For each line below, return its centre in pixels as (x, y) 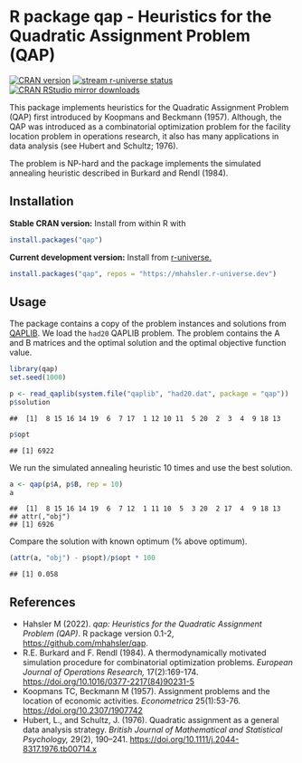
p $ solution (30, 402)
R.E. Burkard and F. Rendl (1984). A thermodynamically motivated (144, 653)
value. (21, 353)
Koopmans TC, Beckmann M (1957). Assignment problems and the (146, 691)
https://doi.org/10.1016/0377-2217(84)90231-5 (109, 682)
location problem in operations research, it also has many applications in (144, 136)
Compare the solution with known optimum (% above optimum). (128, 541)
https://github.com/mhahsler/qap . (85, 644)
